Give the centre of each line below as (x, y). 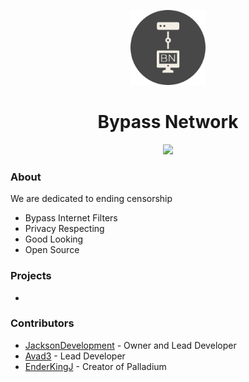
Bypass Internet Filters (71, 218)
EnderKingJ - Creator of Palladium (95, 366)
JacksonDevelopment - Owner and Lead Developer (130, 345)
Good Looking (54, 239)
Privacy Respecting (64, 229)
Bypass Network (168, 122)
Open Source (52, 250)
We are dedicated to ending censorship (91, 199)
